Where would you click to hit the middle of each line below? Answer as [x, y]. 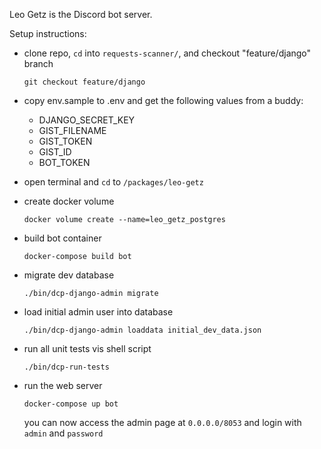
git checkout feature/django [84, 82]
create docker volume [69, 201]
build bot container [62, 238]
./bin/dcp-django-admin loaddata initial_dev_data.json [142, 330]
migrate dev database [69, 275]
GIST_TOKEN [65, 141]
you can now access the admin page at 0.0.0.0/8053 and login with [162, 422]
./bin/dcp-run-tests [66, 367]
